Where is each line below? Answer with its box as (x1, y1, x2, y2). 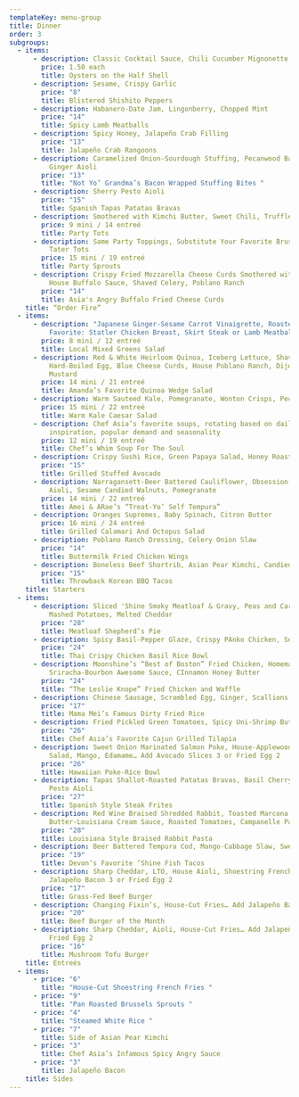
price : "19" (41, 851, 86, 860)
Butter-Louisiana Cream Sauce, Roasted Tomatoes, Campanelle (48, 817, 280, 826)
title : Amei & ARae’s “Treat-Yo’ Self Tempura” (41, 502, 221, 511)
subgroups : (9, 37, 50, 47)
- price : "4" (32, 1008, 82, 1017)
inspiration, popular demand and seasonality (48, 427, 221, 437)
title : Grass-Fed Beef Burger (41, 892, 153, 901)
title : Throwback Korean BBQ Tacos (41, 577, 174, 586)
